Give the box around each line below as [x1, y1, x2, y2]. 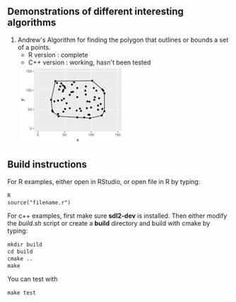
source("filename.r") [7, 199, 71, 206]
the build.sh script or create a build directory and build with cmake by [7, 219, 211, 227]
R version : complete [28, 50, 88, 59]
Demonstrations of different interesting [7, 6, 184, 18]
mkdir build [7, 240, 42, 248]
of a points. [17, 42, 51, 52]
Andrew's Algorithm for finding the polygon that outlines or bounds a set [17, 35, 229, 44]
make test [7, 289, 37, 296]
